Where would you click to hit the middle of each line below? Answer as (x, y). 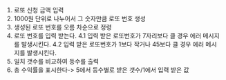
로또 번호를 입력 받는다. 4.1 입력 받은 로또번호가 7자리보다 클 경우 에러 (107, 36)
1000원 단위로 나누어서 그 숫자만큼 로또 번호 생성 (80, 18)
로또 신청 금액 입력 (39, 10)
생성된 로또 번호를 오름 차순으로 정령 (63, 27)
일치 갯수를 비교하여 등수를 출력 (56, 61)
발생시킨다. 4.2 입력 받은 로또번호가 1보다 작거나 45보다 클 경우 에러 (113, 44)
